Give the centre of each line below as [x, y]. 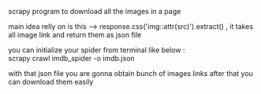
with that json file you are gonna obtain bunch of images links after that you [131, 73]
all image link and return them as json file [75, 35]
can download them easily [51, 82]
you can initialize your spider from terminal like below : [97, 50]
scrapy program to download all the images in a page [95, 11]
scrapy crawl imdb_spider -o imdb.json [72, 58]
